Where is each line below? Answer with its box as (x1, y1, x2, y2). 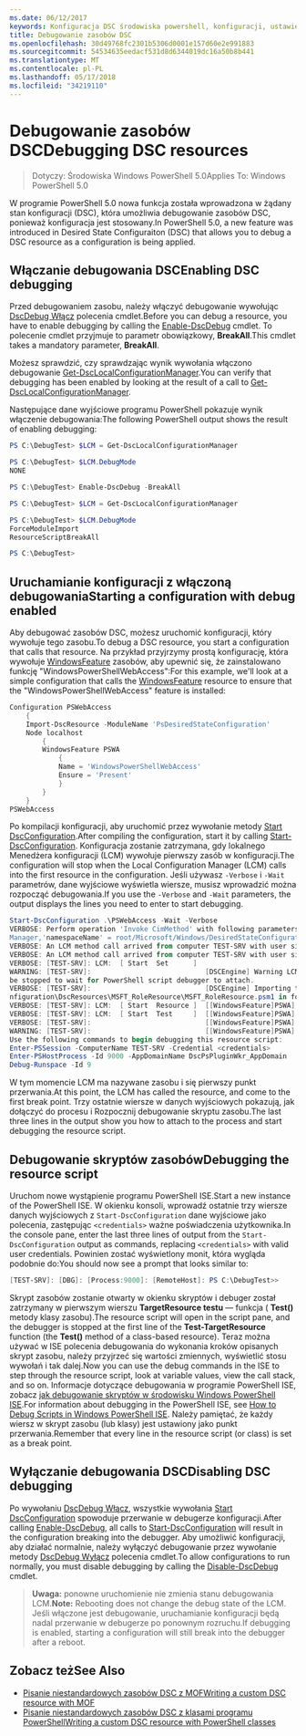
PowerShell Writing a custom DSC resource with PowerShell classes (22, 1716, 276, 1727)
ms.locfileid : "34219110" (9, 81, 107, 90)
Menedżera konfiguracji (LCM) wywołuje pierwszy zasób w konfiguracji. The (9, 850, 295, 861)
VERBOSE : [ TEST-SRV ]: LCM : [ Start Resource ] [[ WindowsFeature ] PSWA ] (9, 1001, 296, 1011)
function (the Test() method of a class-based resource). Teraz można (9, 1331, 270, 1342)
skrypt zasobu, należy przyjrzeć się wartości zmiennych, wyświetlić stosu (9, 1350, 287, 1361)
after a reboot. (31, 1637, 87, 1648)
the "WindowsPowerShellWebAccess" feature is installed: (9, 685, 226, 696)
